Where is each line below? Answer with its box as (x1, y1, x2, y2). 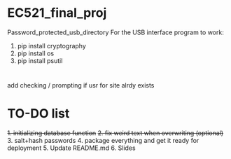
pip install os (17, 49, 55, 57)
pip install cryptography (17, 41, 86, 50)
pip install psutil (17, 56, 63, 64)
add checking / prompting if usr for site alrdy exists (7, 81, 155, 90)
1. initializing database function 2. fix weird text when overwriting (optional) (7, 129, 224, 137)
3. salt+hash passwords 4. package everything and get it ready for (7, 137, 199, 145)
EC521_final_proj (7, 5, 107, 21)
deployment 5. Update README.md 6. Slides (7, 144, 136, 152)
